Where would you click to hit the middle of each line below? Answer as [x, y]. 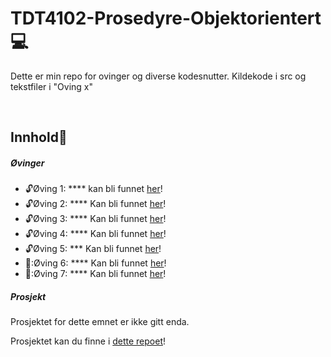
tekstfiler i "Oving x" [52, 86]
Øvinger [27, 163]
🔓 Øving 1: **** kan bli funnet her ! [93, 189]
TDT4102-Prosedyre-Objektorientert [166, 18]
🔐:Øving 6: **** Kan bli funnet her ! [95, 263]
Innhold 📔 [39, 137]
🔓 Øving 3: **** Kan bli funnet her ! [95, 219]
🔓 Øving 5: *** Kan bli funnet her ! [93, 249]
